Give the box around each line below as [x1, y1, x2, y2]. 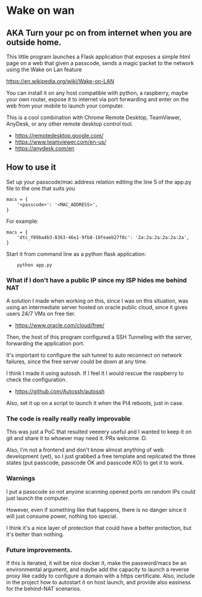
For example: [6, 217, 39, 225]
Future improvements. [6, 546, 73, 554]
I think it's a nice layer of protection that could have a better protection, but [6, 524, 192, 531]
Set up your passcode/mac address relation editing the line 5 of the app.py [6, 178, 192, 185]
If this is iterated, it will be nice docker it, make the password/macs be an [6, 560, 187, 566]
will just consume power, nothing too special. [6, 512, 118, 520]
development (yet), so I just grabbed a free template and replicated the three [6, 453, 196, 460]
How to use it [6, 162, 57, 173]
